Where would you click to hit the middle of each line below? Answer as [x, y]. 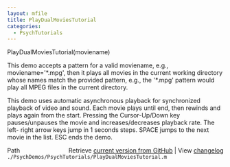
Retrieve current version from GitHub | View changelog [146, 151]
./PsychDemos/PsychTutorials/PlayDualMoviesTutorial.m [87, 157]
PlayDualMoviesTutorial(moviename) [59, 52]
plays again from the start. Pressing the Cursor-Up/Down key [94, 115]
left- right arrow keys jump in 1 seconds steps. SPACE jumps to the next [108, 130]
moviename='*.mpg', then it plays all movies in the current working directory [115, 73]
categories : [24, 26]
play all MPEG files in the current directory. [68, 87]
